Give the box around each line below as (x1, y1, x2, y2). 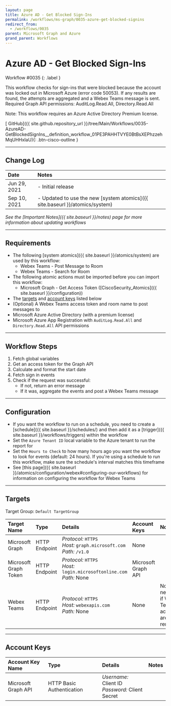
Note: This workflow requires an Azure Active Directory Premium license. (5, 110, 159, 117)
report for (12, 443, 33, 449)
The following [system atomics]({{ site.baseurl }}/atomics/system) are (12, 252, 159, 259)
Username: (102, 673, 129, 680)
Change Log (5, 156, 45, 165)
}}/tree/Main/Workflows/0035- (83, 120, 149, 126)
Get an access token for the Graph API (12, 361, 94, 367)
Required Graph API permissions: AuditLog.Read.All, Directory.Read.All (5, 100, 154, 107)
